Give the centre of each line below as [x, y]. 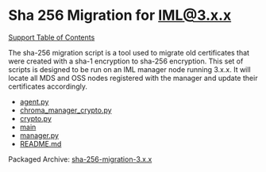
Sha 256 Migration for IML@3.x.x [120, 15]
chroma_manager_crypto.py [66, 110]
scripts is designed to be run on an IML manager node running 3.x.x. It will [130, 69]
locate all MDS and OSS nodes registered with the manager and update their [133, 78]
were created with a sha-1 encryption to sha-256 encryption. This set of [126, 61]
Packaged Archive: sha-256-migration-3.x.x [80, 159]
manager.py [39, 135]
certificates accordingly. [48, 86]
